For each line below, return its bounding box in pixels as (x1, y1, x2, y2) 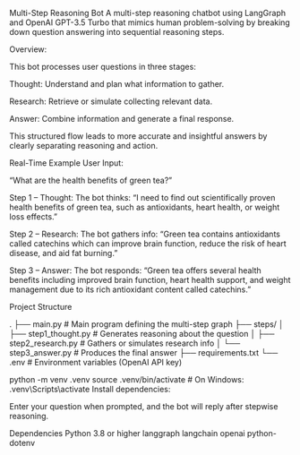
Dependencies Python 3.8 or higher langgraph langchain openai (9, 428, 245, 438)
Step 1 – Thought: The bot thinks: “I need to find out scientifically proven (9, 193, 276, 202)
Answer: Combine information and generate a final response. (9, 114, 235, 124)
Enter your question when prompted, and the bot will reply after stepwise (9, 401, 279, 411)
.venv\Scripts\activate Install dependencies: (9, 384, 171, 394)
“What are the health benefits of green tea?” (9, 175, 173, 185)
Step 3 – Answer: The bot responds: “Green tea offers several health (9, 265, 261, 276)
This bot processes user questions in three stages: (9, 62, 197, 72)
